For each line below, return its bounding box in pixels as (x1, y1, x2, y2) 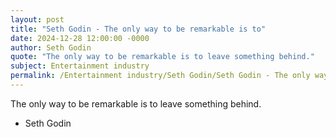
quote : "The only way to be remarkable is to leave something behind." (10, 52, 315, 62)
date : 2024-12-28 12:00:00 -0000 (10, 33, 150, 43)
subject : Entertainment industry (10, 61, 150, 71)
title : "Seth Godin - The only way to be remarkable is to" (10, 24, 267, 34)
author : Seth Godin (10, 42, 92, 53)
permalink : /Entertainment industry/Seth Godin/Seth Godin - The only (10, 71, 311, 81)
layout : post (10, 14, 65, 25)
